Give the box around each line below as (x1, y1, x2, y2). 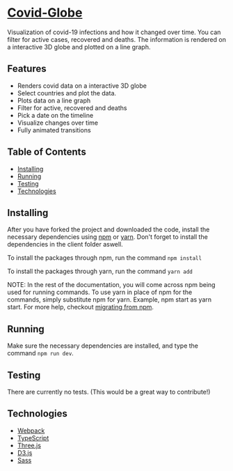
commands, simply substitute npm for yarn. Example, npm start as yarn (7, 295, 212, 304)
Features (7, 63, 47, 75)
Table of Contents (7, 146, 87, 158)
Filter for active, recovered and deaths (17, 103, 127, 112)
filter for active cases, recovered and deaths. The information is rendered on (7, 35, 226, 43)
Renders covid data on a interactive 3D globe (17, 82, 147, 90)
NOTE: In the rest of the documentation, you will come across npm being (7, 281, 216, 289)
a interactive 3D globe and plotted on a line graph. (7, 43, 151, 51)
